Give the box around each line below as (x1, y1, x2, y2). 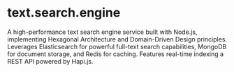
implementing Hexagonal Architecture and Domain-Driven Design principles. (7, 35, 228, 43)
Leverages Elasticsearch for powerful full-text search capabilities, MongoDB (7, 42, 227, 51)
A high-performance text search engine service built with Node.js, (7, 28, 198, 36)
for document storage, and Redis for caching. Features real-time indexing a (7, 50, 224, 58)
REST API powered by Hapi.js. (7, 57, 94, 65)
